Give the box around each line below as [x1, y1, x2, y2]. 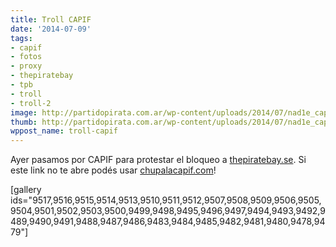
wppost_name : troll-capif [10, 126, 118, 136]
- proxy [10, 61, 43, 71]
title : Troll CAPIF [10, 14, 92, 25]
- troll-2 [10, 98, 52, 108]
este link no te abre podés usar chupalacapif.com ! [10, 164, 217, 176]
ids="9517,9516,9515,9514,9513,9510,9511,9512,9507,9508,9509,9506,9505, [10, 194, 322, 206]
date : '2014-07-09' [10, 24, 92, 34]
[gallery [10, 184, 42, 196]
